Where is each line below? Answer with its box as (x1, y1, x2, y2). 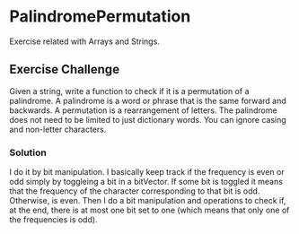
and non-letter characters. (9, 124, 107, 134)
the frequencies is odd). (9, 214, 98, 225)
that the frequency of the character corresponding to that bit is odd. (9, 186, 260, 196)
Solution (9, 146, 48, 159)
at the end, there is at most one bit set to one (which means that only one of (9, 204, 290, 216)
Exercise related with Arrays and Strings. (9, 36, 160, 47)
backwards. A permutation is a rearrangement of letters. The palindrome (9, 105, 277, 116)
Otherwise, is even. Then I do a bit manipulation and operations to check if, (9, 195, 286, 206)
